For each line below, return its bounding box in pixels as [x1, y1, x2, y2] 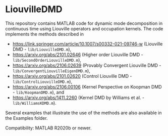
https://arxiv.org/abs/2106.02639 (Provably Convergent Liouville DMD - [12, 62, 161, 68]
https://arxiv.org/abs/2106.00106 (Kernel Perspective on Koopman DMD [12, 83, 162, 89]
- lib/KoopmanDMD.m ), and [12, 89, 65, 95]
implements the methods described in [5, 31, 84, 37]
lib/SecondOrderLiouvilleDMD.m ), [12, 57, 82, 63]
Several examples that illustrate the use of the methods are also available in [5, 110, 162, 116]
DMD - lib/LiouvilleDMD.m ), [12, 46, 72, 52]
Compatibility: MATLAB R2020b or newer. [5, 125, 92, 131]
